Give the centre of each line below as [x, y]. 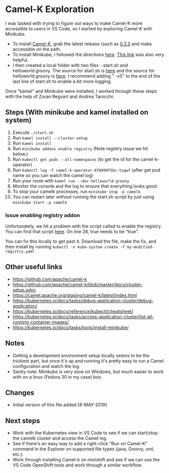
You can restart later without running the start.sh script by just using [83, 197]
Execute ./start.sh [33, 132]
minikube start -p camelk [40, 202]
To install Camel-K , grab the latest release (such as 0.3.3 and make [82, 43]
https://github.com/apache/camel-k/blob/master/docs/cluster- [77, 284]
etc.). [18, 454]
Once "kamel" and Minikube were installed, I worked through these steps [81, 91]
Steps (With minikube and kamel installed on [77, 112]
